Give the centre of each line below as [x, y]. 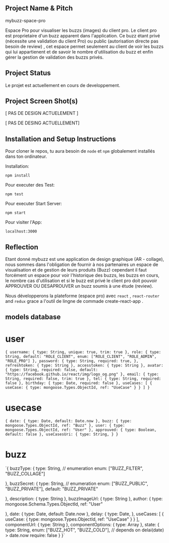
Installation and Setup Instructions [61, 139]
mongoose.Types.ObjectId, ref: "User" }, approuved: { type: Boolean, [81, 430]
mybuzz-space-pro [25, 20]
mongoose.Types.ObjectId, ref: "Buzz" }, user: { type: [65, 426]
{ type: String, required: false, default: [52, 370]
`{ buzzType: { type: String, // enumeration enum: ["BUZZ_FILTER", [74, 468]
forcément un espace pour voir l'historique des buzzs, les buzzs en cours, [82, 276]
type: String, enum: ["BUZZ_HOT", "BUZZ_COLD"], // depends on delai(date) [84, 530]
